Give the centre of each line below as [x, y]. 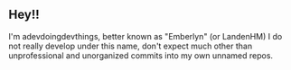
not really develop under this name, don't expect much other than [131, 46]
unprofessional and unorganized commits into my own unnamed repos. [141, 55]
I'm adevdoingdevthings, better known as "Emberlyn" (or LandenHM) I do [145, 36]
